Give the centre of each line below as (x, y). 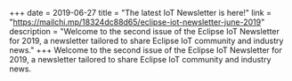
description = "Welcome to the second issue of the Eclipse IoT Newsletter (145, 31)
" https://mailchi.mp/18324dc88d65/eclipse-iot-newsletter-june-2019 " (137, 22)
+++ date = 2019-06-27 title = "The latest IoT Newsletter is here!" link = (140, 13)
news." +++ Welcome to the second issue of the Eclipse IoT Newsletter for (146, 50)
